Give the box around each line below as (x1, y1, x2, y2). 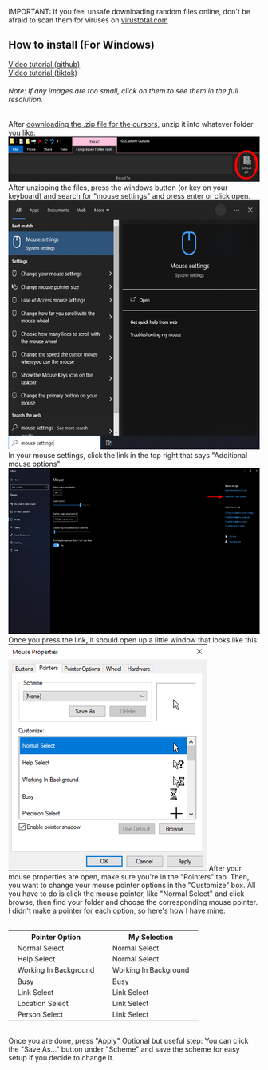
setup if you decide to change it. (8, 1052, 115, 1062)
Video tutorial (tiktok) (8, 68, 78, 77)
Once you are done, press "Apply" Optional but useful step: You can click (8, 1036, 249, 1045)
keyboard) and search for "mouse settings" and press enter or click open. (8, 191, 251, 201)
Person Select (17, 1009, 64, 1020)
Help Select (17, 954, 56, 964)
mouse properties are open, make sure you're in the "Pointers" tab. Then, (8, 872, 250, 882)
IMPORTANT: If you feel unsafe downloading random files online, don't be (8, 7, 251, 16)
